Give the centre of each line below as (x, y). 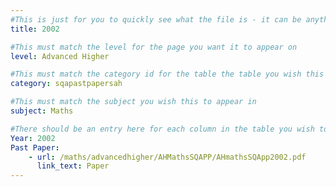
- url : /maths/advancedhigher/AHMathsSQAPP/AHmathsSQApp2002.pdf (167, 157)
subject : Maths (42, 111)
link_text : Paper (73, 166)
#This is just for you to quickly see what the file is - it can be (156, 19)
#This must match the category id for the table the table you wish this (167, 74)
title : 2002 (35, 29)
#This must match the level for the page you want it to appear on (154, 47)
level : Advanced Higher (60, 56)
